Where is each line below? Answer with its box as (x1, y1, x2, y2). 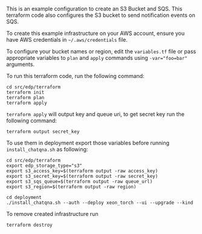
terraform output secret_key (6, 129, 80, 135)
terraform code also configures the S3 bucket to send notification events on (6, 11, 195, 19)
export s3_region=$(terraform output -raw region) (6, 184, 137, 190)
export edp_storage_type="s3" (6, 163, 83, 169)
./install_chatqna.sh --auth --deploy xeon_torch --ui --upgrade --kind (6, 200, 194, 206)
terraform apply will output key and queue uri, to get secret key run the (6, 111, 184, 117)
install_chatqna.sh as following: (6, 146, 88, 153)
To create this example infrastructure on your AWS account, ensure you (6, 30, 185, 37)
